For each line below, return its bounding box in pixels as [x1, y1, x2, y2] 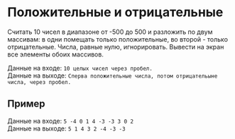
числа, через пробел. [7, 78, 72, 85]
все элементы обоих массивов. [7, 50, 104, 59]
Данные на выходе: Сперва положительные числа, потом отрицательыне [7, 71, 218, 80]
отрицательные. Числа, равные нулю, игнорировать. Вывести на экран [7, 42, 224, 51]
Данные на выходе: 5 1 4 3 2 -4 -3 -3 [7, 124, 126, 133]
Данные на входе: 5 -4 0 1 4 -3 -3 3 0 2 [7, 116, 133, 125]
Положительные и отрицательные [7, 4, 224, 20]
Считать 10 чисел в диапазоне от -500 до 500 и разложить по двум [7, 28, 213, 36]
